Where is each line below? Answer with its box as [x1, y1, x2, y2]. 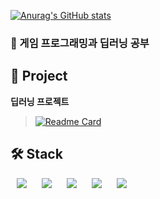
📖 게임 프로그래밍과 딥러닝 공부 [10, 36, 150, 50]
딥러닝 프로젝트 [10, 95, 70, 107]
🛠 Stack [10, 146, 63, 163]
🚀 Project [10, 68, 68, 85]
